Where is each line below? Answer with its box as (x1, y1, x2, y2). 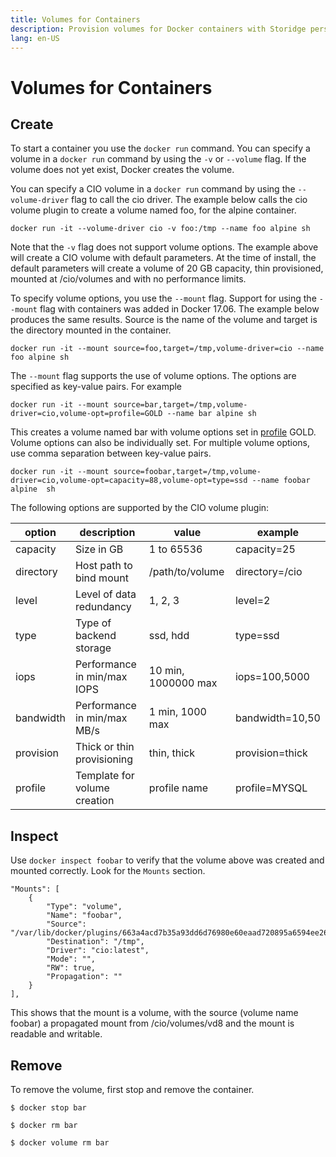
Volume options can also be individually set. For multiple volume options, (10, 437, 311, 449)
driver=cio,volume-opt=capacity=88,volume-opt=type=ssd (10, 476, 248, 486)
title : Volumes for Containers (10, 14, 141, 25)
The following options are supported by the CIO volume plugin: (10, 502, 270, 514)
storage (74, 641, 112, 655)
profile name (148, 781, 209, 795)
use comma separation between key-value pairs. (10, 447, 212, 460)
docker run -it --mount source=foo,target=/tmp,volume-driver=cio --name (10, 344, 325, 354)
